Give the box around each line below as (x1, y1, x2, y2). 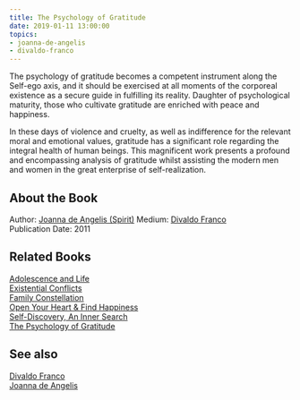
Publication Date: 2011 (9, 223, 91, 234)
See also (9, 346, 58, 362)
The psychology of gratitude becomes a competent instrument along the (9, 71, 278, 81)
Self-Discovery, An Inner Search (9, 311, 128, 322)
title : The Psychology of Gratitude (9, 13, 146, 22)
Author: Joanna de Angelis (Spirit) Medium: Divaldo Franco (9, 214, 227, 225)
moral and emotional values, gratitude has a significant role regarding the (9, 136, 279, 147)
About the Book (9, 190, 99, 206)
